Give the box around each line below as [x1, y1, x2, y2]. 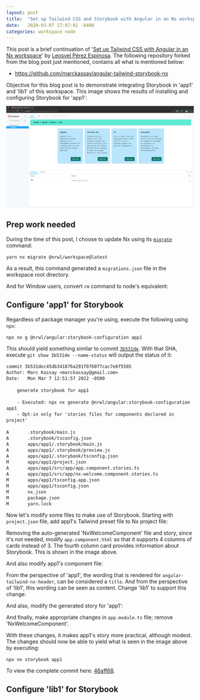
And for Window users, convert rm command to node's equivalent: [6, 283, 168, 290]
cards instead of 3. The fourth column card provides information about [6, 542, 179, 549]
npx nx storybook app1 [6, 656, 62, 662]
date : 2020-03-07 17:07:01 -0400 [6, 22, 95, 28]
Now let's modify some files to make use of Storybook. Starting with [6, 511, 174, 518]
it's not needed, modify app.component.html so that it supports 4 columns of [6, 535, 192, 543]
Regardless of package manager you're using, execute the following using [6, 315, 189, 323]
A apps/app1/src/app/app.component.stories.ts [6, 465, 140, 471]
